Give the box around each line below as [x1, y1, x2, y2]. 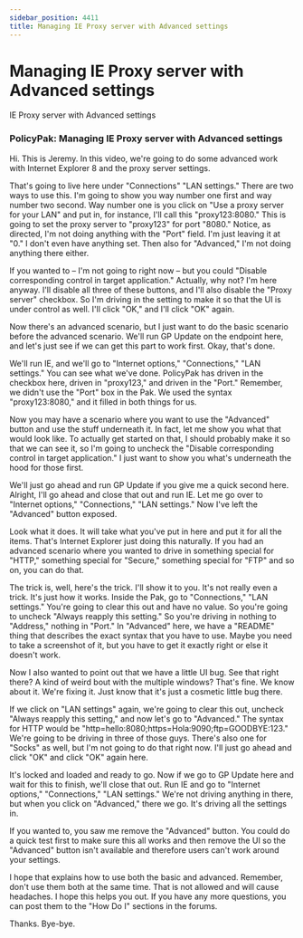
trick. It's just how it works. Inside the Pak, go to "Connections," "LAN [9, 591, 269, 602]
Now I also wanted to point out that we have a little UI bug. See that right [9, 666, 279, 677]
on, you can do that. [9, 564, 84, 575]
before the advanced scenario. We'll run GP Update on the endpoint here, [9, 330, 284, 341]
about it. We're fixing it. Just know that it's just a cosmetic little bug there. [9, 685, 283, 697]
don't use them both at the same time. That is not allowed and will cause [9, 881, 279, 892]
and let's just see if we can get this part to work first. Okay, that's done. [9, 340, 276, 351]
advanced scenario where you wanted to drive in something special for [9, 545, 274, 556]
